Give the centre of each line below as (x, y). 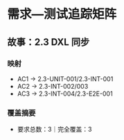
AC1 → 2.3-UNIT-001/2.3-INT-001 (65, 79)
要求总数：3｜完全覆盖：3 (54, 130)
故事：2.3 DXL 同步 (48, 42)
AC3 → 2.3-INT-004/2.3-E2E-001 (65, 94)
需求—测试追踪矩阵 (62, 14)
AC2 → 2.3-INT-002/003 (53, 86)
